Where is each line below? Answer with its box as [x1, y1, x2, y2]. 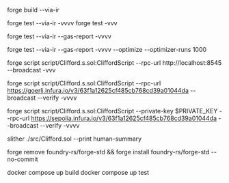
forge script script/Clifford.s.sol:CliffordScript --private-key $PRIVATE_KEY [7, 107, 218, 115]
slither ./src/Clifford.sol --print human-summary [7, 135, 142, 143]
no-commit [7, 155, 38, 163]
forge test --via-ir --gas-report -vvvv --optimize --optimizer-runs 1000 [7, 46, 207, 53]
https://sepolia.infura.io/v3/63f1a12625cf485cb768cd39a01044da [31, 114, 217, 122]
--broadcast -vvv [7, 66, 56, 74]
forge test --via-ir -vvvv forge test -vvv [7, 19, 118, 27]
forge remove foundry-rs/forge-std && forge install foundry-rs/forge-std [7, 148, 210, 156]
